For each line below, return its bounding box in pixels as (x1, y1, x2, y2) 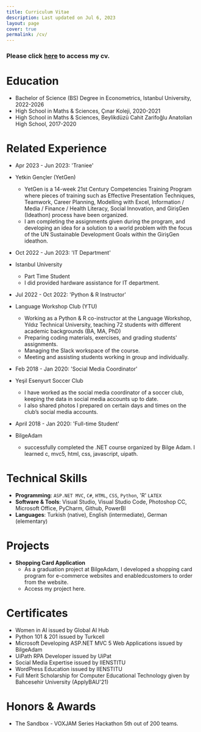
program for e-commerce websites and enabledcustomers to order (24, 572, 193, 579)
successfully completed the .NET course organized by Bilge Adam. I (24, 443, 196, 451)
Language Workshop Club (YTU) (15, 302, 97, 310)
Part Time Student (24, 272, 70, 280)
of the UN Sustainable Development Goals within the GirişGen (24, 230, 180, 238)
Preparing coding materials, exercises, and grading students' (24, 333, 178, 341)
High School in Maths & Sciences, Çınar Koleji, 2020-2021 (15, 107, 161, 115)
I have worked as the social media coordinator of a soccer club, (24, 388, 184, 396)
